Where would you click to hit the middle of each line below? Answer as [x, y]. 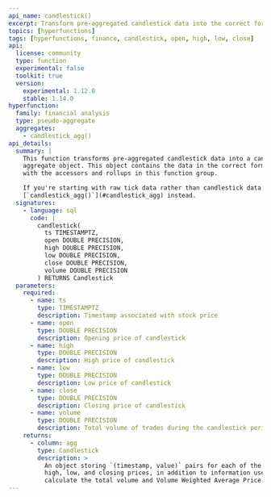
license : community [48, 53]
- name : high [52, 345]
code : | [43, 218]
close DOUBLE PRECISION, [86, 263]
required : [40, 293]
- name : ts [48, 301]
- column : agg [54, 443]
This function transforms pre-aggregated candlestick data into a [137, 158]
